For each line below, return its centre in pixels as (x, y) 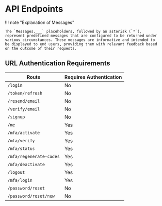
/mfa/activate (24, 133)
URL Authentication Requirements (58, 64)
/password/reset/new (31, 196)
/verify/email (24, 109)
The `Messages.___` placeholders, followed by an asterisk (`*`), (73, 31)
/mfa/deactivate (26, 164)
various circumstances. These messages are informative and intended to (80, 40)
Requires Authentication (93, 77)
